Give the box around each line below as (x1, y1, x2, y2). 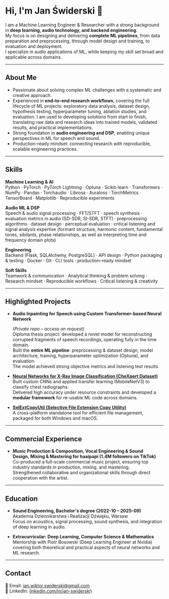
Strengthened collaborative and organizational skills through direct (12, 470, 151, 476)
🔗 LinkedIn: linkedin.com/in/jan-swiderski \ (5, 588, 92, 594)
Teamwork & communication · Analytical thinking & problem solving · (5, 272, 147, 279)
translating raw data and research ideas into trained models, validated (12, 119, 157, 125)
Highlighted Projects (5, 297, 71, 306)
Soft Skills (5, 267, 27, 273)
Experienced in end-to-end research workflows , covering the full (12, 98, 150, 104)
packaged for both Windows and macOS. (12, 415, 98, 422)
